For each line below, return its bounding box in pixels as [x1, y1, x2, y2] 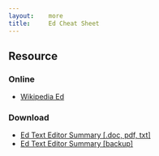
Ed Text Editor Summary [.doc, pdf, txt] [19, 130, 152, 140]
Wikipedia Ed [19, 92, 65, 102]
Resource [8, 49, 58, 63]
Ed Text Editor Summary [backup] [19, 139, 134, 149]
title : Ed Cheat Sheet [8, 19, 100, 27]
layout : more [8, 11, 63, 20]
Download [8, 112, 50, 124]
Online [8, 74, 35, 85]
